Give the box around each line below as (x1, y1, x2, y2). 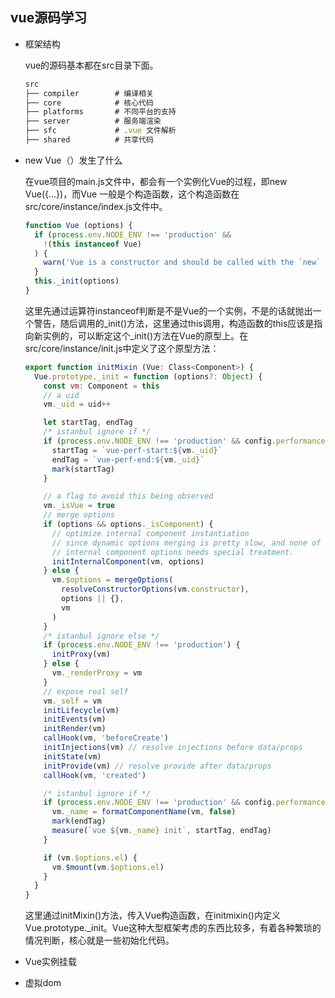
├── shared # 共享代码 (24, 135, 154, 145)
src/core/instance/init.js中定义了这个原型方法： (24, 342, 220, 354)
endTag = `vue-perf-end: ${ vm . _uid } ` (51, 454, 205, 465)
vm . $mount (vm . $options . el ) (51, 862, 165, 872)
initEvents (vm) (43, 714, 107, 725)
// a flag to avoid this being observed (43, 491, 214, 502)
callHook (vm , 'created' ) (43, 770, 147, 780)
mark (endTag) (51, 816, 107, 827)
